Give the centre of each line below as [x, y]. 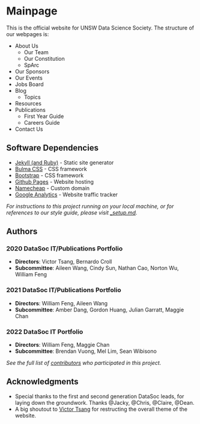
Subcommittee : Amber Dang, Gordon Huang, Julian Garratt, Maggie [99, 310]
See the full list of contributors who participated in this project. [84, 363]
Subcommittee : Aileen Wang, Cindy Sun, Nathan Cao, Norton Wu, [97, 268]
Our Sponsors [32, 71]
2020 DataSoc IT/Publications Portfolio [65, 249]
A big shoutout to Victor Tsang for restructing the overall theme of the [101, 409]
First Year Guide [44, 116]
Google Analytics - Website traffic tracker [66, 195]
